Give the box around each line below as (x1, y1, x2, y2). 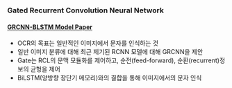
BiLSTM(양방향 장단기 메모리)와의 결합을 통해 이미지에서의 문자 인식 (17, 73, 202, 82)
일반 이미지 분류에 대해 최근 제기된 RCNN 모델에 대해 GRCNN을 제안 (17, 48, 204, 56)
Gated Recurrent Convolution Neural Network (7, 6, 165, 15)
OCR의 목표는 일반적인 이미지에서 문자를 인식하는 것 (17, 39, 158, 47)
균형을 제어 (30, 65, 60, 73)
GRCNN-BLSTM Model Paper (7, 23, 92, 31)
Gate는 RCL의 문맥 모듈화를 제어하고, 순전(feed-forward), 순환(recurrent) (17, 56, 220, 64)
